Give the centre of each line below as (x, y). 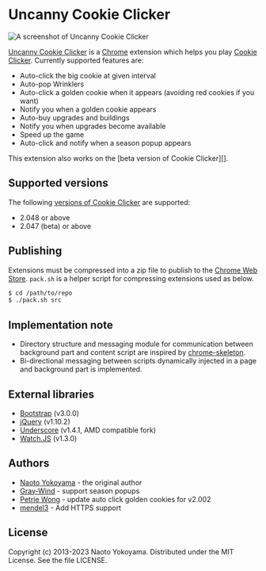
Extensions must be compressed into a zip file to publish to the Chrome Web (133, 270)
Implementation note (61, 325)
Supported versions (58, 183)
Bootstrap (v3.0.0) (49, 413)
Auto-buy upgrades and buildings (74, 117)
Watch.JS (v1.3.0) (48, 438)
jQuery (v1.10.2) (45, 421)
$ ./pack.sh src (35, 300)
